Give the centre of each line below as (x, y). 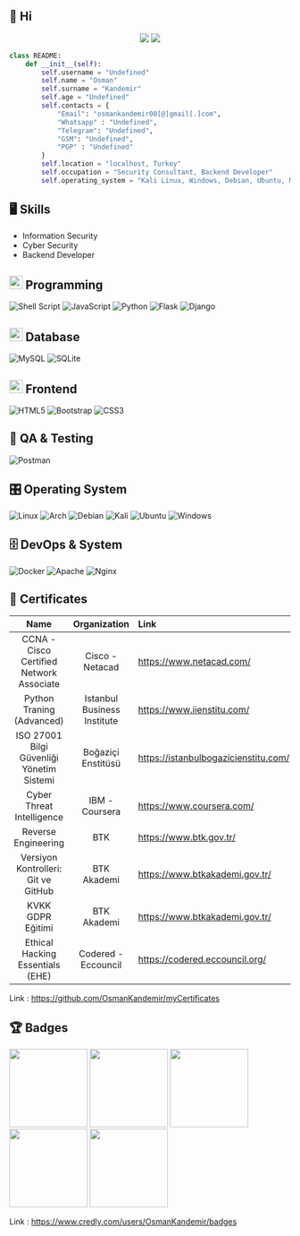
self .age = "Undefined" (85, 98)
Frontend (51, 389)
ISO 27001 (39, 735)
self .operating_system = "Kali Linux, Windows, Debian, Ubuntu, (163, 180)
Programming (64, 285)
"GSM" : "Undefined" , (95, 139)
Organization (101, 624)
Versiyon (39, 858)
